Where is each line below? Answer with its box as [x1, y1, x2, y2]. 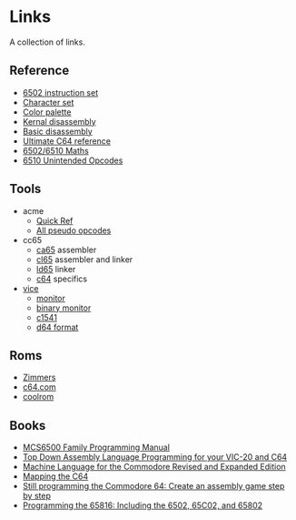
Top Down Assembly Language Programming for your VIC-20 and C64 [22, 452, 288, 463]
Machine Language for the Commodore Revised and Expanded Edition [22, 462, 286, 473]
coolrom [22, 392, 54, 403]
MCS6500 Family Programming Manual [22, 442, 171, 453]
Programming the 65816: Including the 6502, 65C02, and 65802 [22, 500, 263, 511]
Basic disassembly [22, 126, 93, 137]
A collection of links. [9, 36, 86, 47]
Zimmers [22, 372, 56, 383]
